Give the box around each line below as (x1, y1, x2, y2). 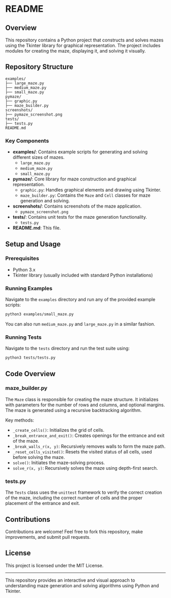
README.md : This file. (12, 225, 61, 231)
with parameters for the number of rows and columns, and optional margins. (5, 402, 165, 408)
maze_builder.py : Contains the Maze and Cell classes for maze (20, 192, 151, 198)
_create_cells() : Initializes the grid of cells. (12, 427, 104, 433)
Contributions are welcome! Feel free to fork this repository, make (5, 528, 144, 535)
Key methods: (5, 417, 35, 423)
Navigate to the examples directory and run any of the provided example (5, 296, 156, 303)
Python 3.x (12, 266, 36, 272)
